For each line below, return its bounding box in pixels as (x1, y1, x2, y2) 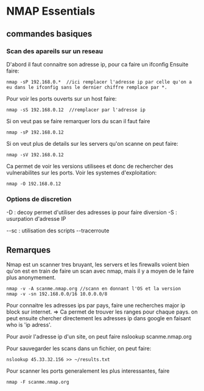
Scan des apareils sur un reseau (6, 47, 104, 56)
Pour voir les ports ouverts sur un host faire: (6, 95, 117, 102)
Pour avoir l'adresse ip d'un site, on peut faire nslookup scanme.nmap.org (6, 332, 192, 340)
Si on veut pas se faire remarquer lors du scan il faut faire (6, 117, 150, 124)
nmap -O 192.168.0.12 (6, 181, 62, 187)
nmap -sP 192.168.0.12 (6, 129, 64, 135)
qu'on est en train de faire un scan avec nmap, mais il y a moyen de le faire (6, 267, 194, 274)
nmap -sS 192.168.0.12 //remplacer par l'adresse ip (6, 107, 146, 113)
